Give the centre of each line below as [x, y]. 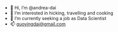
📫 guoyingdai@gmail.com [38, 24]
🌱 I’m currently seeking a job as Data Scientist [58, 18]
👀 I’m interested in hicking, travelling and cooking [62, 13]
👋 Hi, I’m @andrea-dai [33, 8]
